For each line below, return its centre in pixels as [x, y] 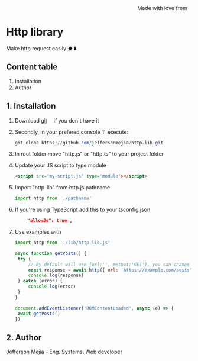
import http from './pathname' [53, 199]
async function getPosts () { [51, 253]
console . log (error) [52, 286]
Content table [32, 67]
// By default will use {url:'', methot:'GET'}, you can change [109, 265]
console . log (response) [56, 275]
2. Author [24, 338]
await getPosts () [39, 314]
